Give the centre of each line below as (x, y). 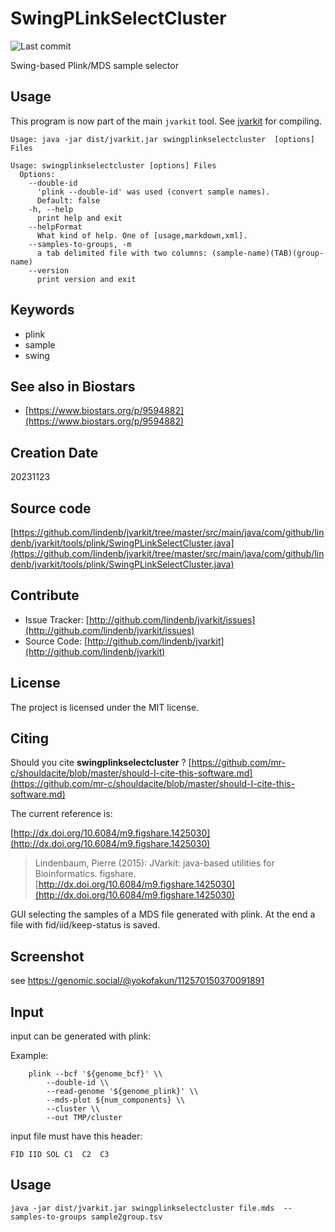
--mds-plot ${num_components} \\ (116, 1100)
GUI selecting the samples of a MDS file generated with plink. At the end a (163, 914)
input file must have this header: (76, 1136)
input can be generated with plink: (81, 1036)
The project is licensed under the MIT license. (105, 707)
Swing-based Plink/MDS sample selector (94, 65)
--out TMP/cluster (84, 1118)
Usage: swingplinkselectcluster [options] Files (113, 165)
